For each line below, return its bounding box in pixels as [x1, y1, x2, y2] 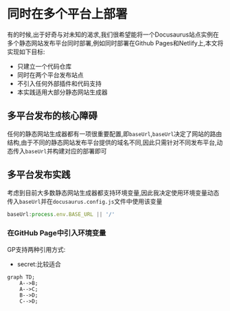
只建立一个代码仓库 [16, 62, 72, 70]
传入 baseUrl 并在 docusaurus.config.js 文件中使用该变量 [7, 197, 163, 205]
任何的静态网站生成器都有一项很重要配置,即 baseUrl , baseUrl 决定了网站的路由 [7, 129, 222, 138]
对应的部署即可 [65, 147, 108, 155]
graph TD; [7, 273, 36, 281]
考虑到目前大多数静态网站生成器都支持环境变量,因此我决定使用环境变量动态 [7, 189, 220, 197]
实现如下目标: [7, 47, 46, 56]
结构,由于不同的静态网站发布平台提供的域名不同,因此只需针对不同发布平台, [7, 138, 218, 147]
